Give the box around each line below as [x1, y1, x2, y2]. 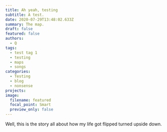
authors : [5, 36, 24, 41]
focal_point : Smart [10, 102, 51, 108]
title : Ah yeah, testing [5, 7, 58, 13]
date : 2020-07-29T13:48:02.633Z [5, 17, 74, 22]
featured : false [5, 31, 40, 36]
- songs [10, 64, 26, 69]
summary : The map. [5, 21, 44, 27]
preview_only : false [10, 107, 53, 112]
